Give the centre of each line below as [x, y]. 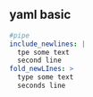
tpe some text [43, 52]
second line [40, 61]
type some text [46, 77]
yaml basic [40, 15]
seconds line [42, 86]
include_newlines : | [48, 44]
